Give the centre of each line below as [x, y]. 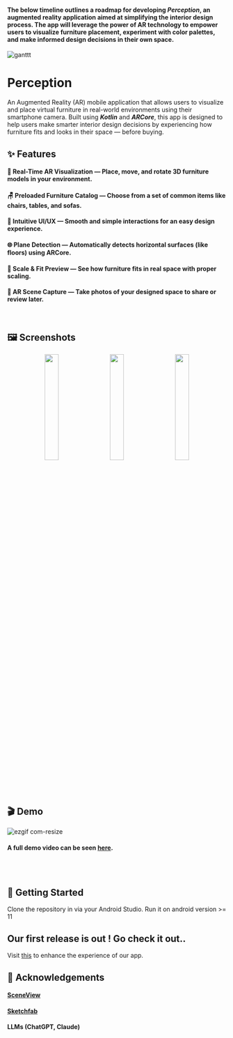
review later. [25, 299]
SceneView [24, 995]
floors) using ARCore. [39, 252]
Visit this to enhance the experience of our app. [75, 956]
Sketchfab [23, 1011]
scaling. [19, 276]
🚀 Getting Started [46, 892]
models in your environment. [50, 179]
